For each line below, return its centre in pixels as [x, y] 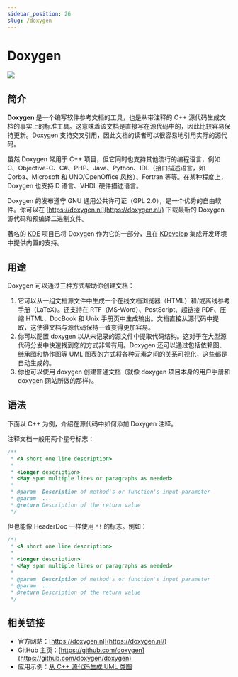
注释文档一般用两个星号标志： [51, 438]
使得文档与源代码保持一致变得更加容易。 [95, 327]
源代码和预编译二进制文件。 [48, 219]
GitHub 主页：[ [39, 650]
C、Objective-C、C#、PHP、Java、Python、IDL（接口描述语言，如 [106, 168]
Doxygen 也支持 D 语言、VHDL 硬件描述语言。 [75, 186]
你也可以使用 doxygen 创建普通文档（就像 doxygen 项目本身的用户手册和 [124, 372]
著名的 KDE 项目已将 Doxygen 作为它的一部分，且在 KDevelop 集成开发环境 [117, 234]
